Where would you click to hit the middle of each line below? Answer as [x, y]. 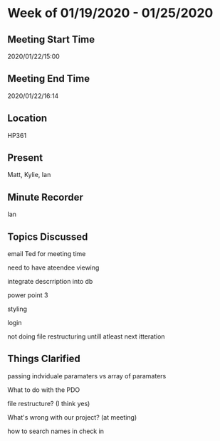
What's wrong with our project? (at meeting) [72, 417]
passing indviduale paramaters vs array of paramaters [87, 376]
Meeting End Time [49, 79]
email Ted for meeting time [47, 254]
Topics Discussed [48, 237]
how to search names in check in [56, 431]
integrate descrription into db [50, 282]
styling [17, 309]
